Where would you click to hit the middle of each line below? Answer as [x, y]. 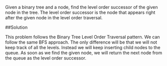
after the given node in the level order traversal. [54, 18]
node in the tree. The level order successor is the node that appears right [80, 12]
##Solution [16, 27]
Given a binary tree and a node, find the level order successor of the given [82, 7]
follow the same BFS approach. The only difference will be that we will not [81, 42]
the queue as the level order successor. [46, 58]
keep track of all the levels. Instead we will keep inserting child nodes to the [83, 47]
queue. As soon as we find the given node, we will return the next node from [84, 53]
